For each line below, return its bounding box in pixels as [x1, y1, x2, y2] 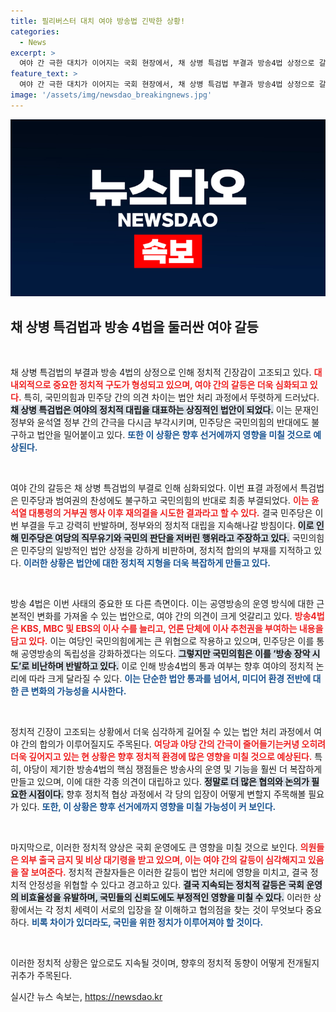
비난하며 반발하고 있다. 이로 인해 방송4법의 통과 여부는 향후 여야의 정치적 [31, 660, 314, 672]
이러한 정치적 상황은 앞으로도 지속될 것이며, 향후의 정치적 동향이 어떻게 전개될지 [10, 957, 320, 969]
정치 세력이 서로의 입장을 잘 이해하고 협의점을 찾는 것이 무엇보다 [55, 904, 304, 916]
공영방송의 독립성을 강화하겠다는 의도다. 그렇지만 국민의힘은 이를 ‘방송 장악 [20, 648, 311, 660]
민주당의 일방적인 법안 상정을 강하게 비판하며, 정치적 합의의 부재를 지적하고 [20, 545, 312, 557]
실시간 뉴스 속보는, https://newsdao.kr [10, 991, 163, 1003]
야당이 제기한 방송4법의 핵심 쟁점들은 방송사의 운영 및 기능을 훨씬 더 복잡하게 [23, 763, 323, 775]
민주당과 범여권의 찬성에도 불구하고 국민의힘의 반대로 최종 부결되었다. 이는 [20, 495, 310, 507]
